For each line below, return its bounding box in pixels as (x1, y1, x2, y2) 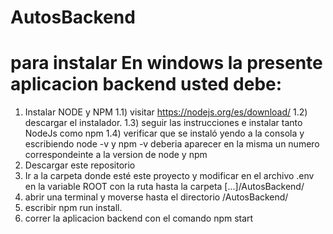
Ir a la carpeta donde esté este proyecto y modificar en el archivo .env (24, 170, 315, 182)
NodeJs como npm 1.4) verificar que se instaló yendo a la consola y (24, 127, 305, 140)
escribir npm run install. (24, 202, 123, 214)
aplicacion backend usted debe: (10, 73, 283, 96)
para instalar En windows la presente (10, 52, 323, 75)
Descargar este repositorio (24, 159, 136, 171)
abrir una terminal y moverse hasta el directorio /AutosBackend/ (24, 191, 289, 203)
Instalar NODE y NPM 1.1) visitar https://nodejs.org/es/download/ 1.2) (24, 106, 308, 118)
